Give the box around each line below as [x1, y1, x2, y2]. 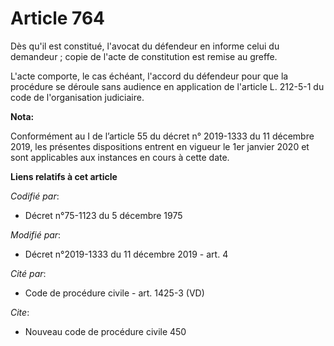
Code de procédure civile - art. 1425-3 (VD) [24, 287, 205, 299]
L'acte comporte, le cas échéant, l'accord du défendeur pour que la [10, 70, 289, 82]
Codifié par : [10, 190, 60, 202]
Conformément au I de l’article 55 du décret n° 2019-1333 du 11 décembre [10, 130, 315, 142]
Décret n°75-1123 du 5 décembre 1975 [24, 209, 183, 221]
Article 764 [10, 7, 106, 30]
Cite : [10, 306, 30, 318]
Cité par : [10, 267, 47, 279]
